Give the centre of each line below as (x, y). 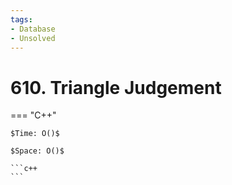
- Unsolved (33, 38)
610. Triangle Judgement (116, 87)
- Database (33, 29)
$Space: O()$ (37, 151)
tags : (21, 19)
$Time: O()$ (35, 134)
